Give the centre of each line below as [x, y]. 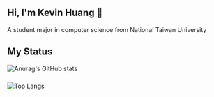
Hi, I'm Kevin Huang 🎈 [55, 13]
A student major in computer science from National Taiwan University [107, 29]
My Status [30, 52]
